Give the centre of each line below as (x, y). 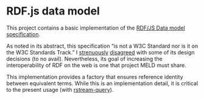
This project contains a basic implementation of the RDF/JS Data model (96, 28)
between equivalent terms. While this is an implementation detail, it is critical (102, 83)
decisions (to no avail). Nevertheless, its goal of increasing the (84, 59)
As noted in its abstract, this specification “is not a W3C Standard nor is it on (102, 46)
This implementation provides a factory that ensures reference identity (95, 77)
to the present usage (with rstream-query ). (60, 89)
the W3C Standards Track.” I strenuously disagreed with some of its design (100, 52)
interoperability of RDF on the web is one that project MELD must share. (97, 65)
